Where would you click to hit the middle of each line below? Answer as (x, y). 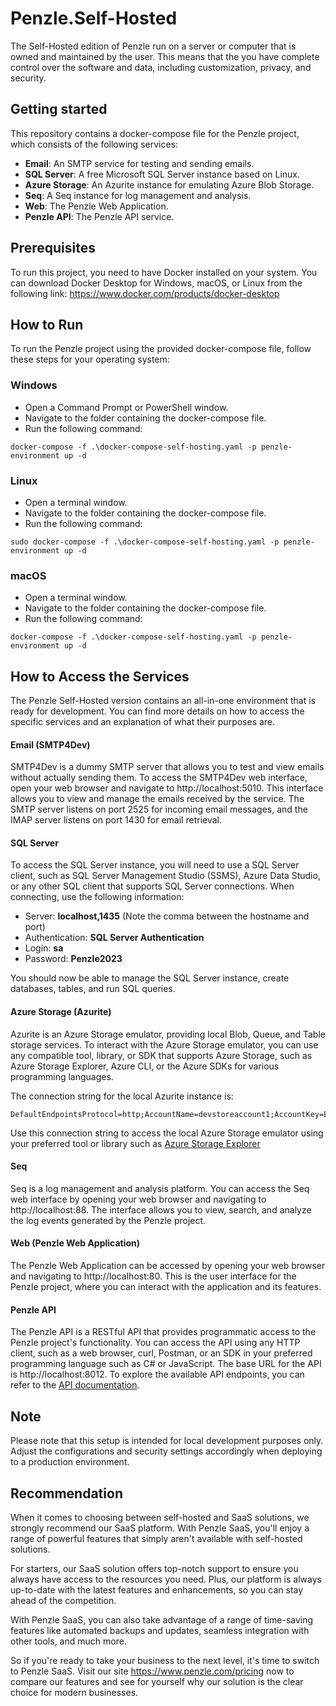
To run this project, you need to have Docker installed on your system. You (164, 272)
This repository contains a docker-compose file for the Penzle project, (155, 133)
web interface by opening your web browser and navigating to (138, 1199)
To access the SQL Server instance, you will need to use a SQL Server (155, 865)
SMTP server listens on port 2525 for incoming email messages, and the (159, 809)
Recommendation (66, 1493)
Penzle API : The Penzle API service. (99, 216)
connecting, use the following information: (97, 897)
